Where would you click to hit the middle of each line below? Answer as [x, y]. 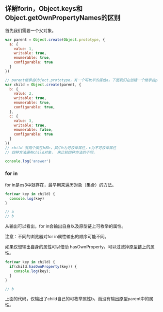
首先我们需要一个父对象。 [31, 30]
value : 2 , [24, 94]
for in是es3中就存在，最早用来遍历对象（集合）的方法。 [61, 185]
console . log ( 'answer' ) [28, 161]
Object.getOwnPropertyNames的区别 [63, 18]
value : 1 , [24, 49]
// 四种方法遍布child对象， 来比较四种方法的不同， [51, 152]
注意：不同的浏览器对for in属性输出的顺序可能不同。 [57, 237]
